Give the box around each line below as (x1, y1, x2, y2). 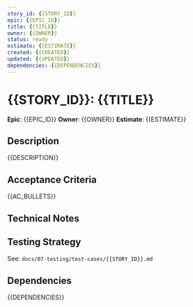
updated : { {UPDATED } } (7, 56, 70, 63)
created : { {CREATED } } (7, 49, 70, 56)
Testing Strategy (7, 236, 82, 248)
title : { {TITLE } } (7, 23, 58, 30)
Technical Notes (7, 212, 80, 224)
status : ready (7, 36, 49, 43)
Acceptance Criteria (7, 173, 97, 185)
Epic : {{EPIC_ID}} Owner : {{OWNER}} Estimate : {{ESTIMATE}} (7, 115, 187, 123)
